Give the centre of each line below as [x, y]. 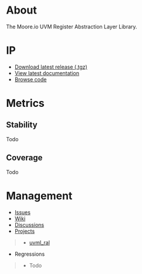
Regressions [30, 254]
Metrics [26, 103]
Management [39, 196]
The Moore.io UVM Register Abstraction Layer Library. [72, 27]
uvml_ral [39, 242]
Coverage [24, 158]
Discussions [29, 224]
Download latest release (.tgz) [51, 67]
